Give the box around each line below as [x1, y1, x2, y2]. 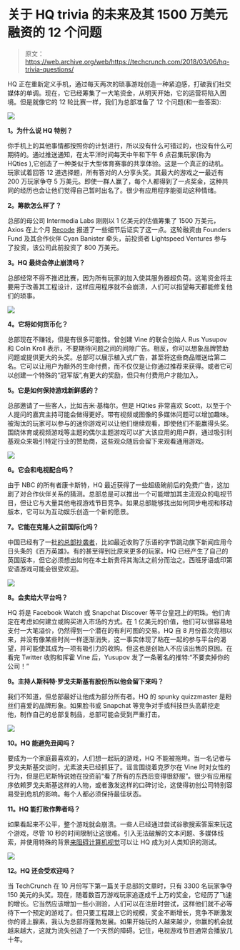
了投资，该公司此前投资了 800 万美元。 [7, 243, 124, 251]
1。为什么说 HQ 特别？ [7, 126, 74, 134]
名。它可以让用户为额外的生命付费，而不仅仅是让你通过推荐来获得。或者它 [7, 361, 226, 370]
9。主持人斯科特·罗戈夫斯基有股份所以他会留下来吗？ [7, 676, 164, 686]
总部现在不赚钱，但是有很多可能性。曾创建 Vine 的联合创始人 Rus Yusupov [7, 335, 227, 344]
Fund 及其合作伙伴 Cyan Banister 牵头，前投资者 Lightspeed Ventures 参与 [7, 234, 227, 243]
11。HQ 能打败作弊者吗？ [7, 804, 81, 813]
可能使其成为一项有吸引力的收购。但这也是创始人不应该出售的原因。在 [26, 644, 233, 652]
